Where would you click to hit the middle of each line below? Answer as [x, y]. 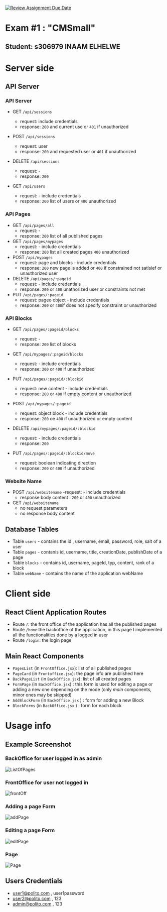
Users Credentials [34, 881]
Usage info [28, 726]
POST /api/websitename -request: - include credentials [69, 492]
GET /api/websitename [36, 503]
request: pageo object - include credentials [64, 300]
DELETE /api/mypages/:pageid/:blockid [54, 428]
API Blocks [19, 318]
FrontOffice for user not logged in [47, 782]
